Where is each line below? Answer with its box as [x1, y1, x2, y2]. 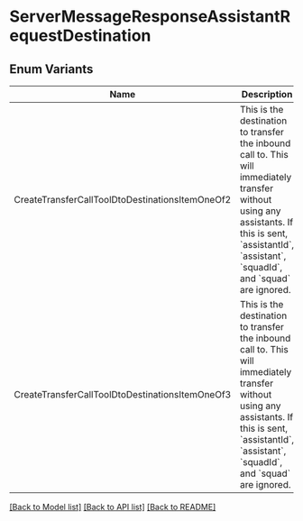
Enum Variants [9, 61, 94, 77]
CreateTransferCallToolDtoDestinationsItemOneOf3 [14, 388, 232, 400]
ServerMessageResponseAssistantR [9, 6, 291, 27]
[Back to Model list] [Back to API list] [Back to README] [9, 502, 216, 512]
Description [241, 88, 293, 100]
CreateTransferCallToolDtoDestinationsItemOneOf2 [14, 194, 232, 206]
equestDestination [9, 25, 151, 46]
